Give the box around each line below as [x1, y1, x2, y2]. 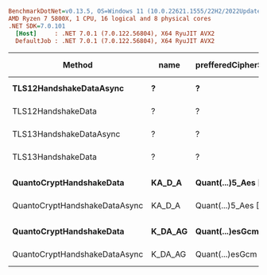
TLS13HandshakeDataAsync [12, 129, 121, 140]
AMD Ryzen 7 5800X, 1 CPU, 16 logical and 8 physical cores [8, 14, 212, 22]
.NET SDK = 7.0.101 [8, 21, 66, 30]
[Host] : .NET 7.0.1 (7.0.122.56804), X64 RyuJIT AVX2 [15, 29, 215, 37]
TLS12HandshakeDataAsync [12, 83, 125, 94]
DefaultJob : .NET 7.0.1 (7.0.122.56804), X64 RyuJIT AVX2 [15, 37, 215, 45]
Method [62, 60, 93, 71]
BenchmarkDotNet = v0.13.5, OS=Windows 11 [8, 7, 145, 15]
